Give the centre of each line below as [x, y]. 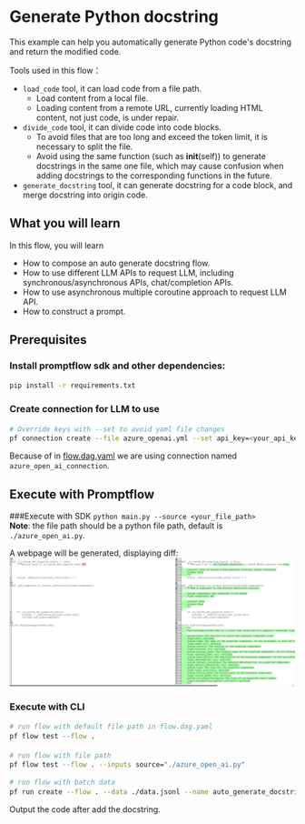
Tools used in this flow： [55, 70]
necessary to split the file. [84, 146]
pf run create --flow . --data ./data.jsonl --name [109, 792]
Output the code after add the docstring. [85, 809]
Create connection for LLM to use [85, 409]
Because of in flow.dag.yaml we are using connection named [123, 456]
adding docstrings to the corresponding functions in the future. [154, 176]
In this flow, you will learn [57, 245]
